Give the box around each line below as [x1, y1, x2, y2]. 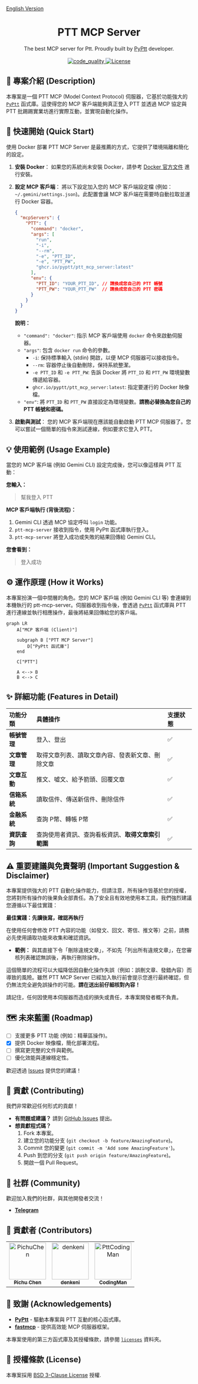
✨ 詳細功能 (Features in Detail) [6, 692, 119, 702]
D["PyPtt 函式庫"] [27, 643, 70, 649]
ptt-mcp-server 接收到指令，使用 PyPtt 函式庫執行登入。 [14, 526, 152, 533]
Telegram [14, 1207, 39, 1214]
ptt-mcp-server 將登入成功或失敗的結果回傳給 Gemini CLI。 [14, 533, 159, 540]
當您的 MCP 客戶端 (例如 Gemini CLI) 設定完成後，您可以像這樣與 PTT [6, 461, 176, 468]
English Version [6, 5, 44, 12]
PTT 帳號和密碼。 [23, 406, 67, 413]
